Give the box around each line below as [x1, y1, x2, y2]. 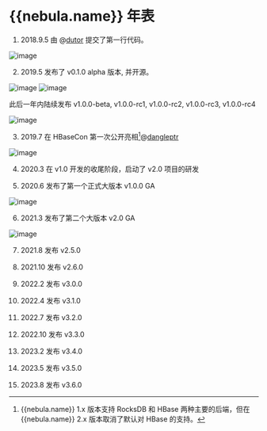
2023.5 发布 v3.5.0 [20, 363, 82, 372]
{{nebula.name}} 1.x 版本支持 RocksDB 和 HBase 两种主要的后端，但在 [20, 404, 250, 414]
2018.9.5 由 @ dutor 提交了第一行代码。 [20, 35, 148, 44]
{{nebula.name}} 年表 [9, 7, 155, 25]
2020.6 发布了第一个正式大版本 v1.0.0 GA [20, 181, 155, 190]
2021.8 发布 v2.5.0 [20, 245, 82, 254]
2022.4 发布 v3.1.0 [20, 296, 82, 305]
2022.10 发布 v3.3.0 [20, 330, 86, 339]
